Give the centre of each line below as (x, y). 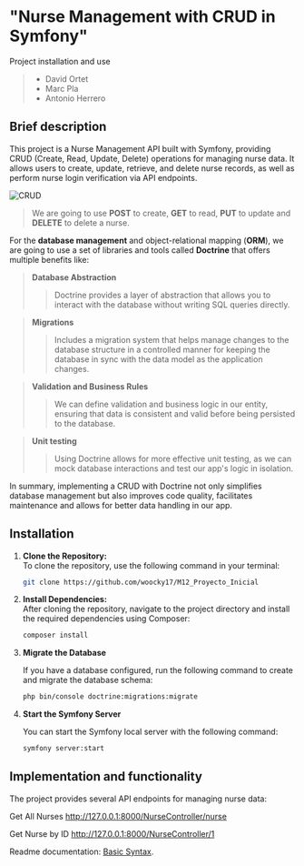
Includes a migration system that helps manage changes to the (172, 339)
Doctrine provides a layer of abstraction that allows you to (162, 295)
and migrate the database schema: (88, 680)
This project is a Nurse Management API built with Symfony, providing (140, 148)
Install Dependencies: (64, 599)
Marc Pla (62, 88)
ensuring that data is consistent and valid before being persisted (175, 413)
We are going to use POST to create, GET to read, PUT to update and (161, 213)
